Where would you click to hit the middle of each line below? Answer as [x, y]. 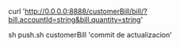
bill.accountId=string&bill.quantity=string [75, 20]
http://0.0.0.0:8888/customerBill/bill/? [86, 11]
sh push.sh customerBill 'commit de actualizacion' [90, 35]
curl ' [17, 11]
